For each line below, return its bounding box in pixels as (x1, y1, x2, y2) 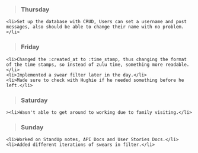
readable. (165, 62, 190, 68)
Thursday (20, 5, 50, 14)
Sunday (20, 123, 44, 131)
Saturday (20, 96, 48, 104)
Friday (20, 43, 40, 51)
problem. (162, 24, 184, 30)
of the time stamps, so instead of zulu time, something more (6, 62, 163, 68)
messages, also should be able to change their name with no (6, 24, 161, 30)
